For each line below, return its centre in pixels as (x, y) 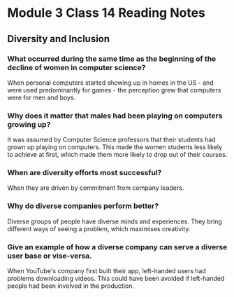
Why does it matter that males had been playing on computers (115, 116)
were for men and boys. (42, 97)
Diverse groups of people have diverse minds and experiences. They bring (115, 221)
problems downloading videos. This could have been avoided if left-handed (116, 279)
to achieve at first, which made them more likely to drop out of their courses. (117, 155)
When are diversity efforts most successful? (85, 173)
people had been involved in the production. (71, 286)
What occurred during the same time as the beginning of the (112, 59)
